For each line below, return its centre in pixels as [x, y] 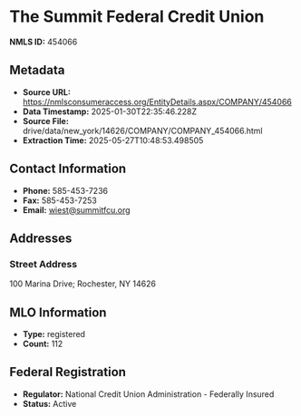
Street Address [44, 264]
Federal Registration [68, 372]
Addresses [41, 238]
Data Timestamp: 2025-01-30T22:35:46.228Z [110, 111]
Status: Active [49, 403]
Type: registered [54, 334]
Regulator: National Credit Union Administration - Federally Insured [148, 394]
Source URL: [46, 92]
